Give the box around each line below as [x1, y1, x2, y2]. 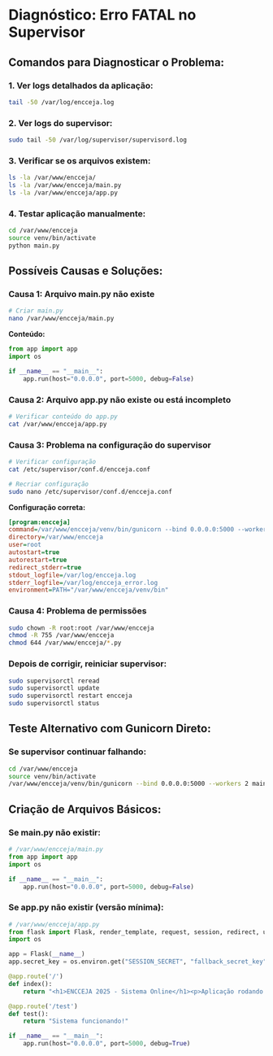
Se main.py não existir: [8, 827, 102, 838]
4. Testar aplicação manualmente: [8, 207, 146, 219]
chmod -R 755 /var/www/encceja [8, 631, 115, 639]
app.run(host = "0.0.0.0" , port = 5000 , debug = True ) [23, 1040, 191, 1048]
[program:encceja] [8, 518, 71, 526]
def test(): [8, 1010, 49, 1018]
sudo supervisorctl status [8, 700, 100, 708]
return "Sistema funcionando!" [23, 1017, 129, 1026]
